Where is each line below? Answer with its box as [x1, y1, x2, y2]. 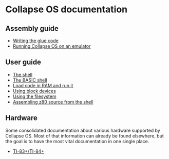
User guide [5, 58, 41, 67]
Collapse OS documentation [5, 4, 127, 15]
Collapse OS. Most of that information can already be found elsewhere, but [5, 132, 164, 139]
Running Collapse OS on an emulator [12, 43, 91, 49]
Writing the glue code [12, 37, 59, 44]
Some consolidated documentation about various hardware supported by [5, 127, 160, 133]
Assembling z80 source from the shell [12, 98, 93, 105]
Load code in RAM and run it [12, 82, 73, 88]
